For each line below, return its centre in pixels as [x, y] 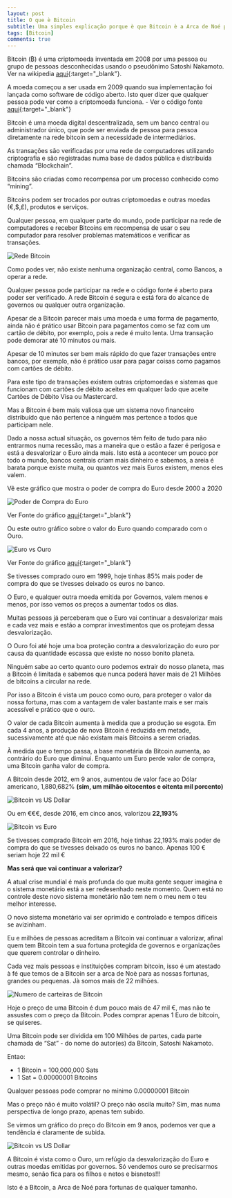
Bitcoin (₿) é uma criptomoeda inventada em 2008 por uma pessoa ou [107, 59]
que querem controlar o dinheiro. [54, 953]
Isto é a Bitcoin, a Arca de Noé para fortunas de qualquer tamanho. [103, 1188]
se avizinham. [27, 924]
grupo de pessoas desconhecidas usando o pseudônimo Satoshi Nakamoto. [116, 66]
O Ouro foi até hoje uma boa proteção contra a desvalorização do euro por [113, 646]
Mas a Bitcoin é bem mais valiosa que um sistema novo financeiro [101, 410]
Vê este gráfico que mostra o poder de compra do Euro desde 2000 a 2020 [115, 488]
